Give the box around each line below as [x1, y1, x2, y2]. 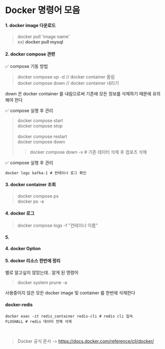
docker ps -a [17, 198, 44, 204]
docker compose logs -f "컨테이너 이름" [17, 223, 98, 228]
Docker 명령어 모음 [5, 4, 80, 16]
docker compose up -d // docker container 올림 [17, 73, 115, 80]
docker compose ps [17, 193, 59, 199]
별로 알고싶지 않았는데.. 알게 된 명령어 [5, 270, 78, 276]
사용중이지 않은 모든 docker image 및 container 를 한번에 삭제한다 [5, 290, 135, 296]
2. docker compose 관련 [5, 51, 55, 57]
